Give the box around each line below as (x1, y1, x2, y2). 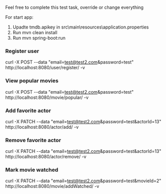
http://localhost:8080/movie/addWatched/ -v (5, 183, 99, 189)
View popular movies (5, 77, 59, 85)
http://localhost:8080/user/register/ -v (5, 65, 85, 71)
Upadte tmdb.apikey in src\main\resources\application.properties (12, 24, 149, 30)
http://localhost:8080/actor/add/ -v (5, 124, 79, 130)
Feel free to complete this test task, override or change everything (5, 5, 144, 10)
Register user (5, 47, 40, 54)
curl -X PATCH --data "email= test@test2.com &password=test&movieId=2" (5, 178, 161, 184)
